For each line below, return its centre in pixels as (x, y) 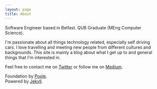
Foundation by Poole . (26, 76)
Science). (14, 33)
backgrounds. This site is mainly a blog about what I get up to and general (78, 52)
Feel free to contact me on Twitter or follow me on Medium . (64, 67)
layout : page (18, 9)
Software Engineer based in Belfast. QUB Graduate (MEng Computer (73, 27)
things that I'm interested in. (33, 57)
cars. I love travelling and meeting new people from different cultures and (78, 47)
